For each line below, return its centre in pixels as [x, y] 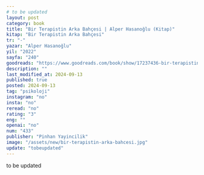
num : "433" [20, 131]
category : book [25, 23]
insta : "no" [21, 102]
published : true [27, 80]
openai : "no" [23, 126]
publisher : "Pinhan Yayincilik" [47, 137]
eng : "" [16, 120]
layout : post [23, 18]
